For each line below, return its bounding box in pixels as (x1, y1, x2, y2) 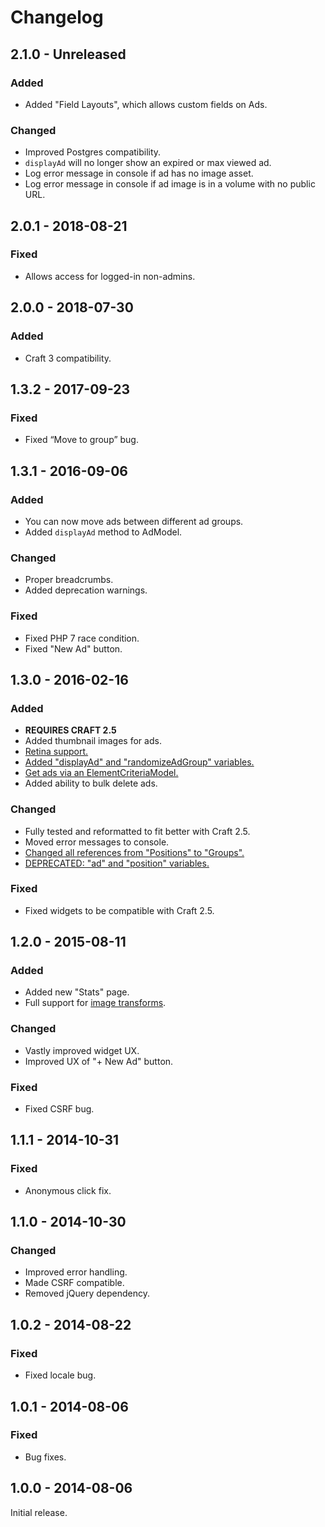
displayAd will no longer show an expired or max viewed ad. (24, 157, 272, 169)
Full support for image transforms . (24, 997, 167, 1009)
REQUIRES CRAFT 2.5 (24, 724, 117, 736)
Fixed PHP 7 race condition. (24, 632, 140, 644)
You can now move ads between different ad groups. (24, 515, 244, 527)
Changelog (10, 6, 104, 29)
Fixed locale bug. (24, 1369, 97, 1381)
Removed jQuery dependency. (24, 1287, 151, 1300)
